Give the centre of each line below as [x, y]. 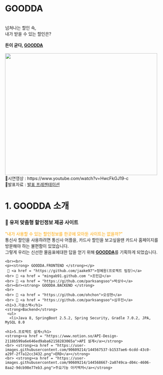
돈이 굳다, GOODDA [24, 45]
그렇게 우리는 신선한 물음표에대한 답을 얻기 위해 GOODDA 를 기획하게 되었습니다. [81, 252]
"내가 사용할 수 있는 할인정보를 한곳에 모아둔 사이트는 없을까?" [64, 234]
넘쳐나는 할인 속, [21, 28]
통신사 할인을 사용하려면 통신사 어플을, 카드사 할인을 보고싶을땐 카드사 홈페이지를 [82, 240]
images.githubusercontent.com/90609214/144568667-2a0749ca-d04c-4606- [78, 363]
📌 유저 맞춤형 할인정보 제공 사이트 [42, 222]
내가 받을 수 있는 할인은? [28, 34]
